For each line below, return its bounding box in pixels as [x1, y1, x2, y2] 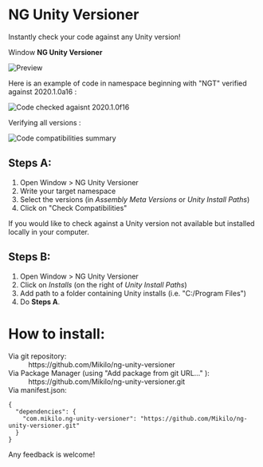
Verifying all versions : [8, 117, 81, 127]
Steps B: [8, 250, 51, 264]
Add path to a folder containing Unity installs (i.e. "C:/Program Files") [19, 288, 247, 298]
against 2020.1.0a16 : [8, 86, 77, 97]
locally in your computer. [8, 227, 90, 236]
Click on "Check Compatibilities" [19, 203, 128, 212]
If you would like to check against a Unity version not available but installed [8, 218, 255, 228]
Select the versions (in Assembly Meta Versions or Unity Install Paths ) [19, 194, 250, 204]
